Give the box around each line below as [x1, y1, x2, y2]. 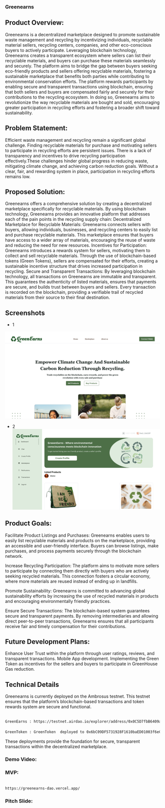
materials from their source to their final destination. [5, 294, 110, 300]
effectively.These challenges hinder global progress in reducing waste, [5, 158, 148, 164]
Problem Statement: [5, 124, 68, 132]
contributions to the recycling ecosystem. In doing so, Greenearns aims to [5, 94, 155, 100]
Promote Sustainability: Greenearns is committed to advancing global [5, 588, 145, 594]
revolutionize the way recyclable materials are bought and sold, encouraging [5, 99, 160, 105]
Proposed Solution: [5, 187, 65, 196]
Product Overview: [5, 19, 64, 27]
